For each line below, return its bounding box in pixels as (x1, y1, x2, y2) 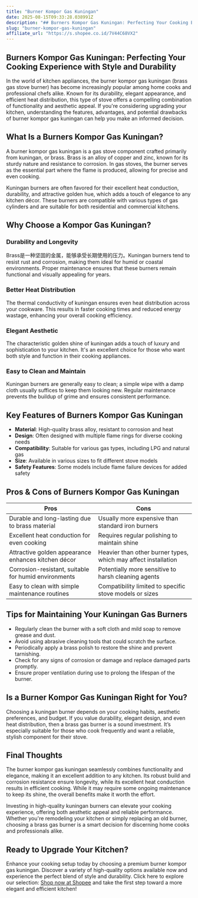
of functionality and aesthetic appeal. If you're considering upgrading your (6, 102, 187, 109)
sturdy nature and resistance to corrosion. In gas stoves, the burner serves (6, 160, 188, 167)
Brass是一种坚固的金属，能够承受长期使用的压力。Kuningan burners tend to (6, 252, 190, 259)
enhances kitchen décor (9, 555, 77, 563)
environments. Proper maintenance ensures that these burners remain (6, 265, 177, 272)
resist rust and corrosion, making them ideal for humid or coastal (6, 258, 163, 266)
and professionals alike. (6, 827, 64, 835)
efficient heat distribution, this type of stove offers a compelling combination (6, 96, 192, 103)
